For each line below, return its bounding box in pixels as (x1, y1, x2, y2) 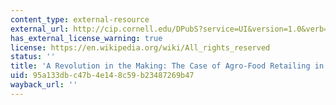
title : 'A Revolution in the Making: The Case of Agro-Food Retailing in (10, 61, 325, 71)
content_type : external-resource (10, 14, 150, 25)
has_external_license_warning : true (10, 33, 163, 43)
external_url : (10, 24, 70, 34)
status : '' (10, 52, 56, 62)
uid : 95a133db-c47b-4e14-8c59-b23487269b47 (10, 71, 195, 81)
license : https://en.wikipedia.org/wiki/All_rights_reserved (10, 42, 271, 53)
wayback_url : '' (10, 80, 78, 90)
